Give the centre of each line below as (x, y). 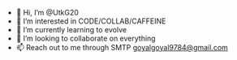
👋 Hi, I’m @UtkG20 (47, 13)
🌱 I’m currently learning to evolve (71, 30)
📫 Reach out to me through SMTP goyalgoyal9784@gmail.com (122, 47)
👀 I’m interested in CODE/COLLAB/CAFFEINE (91, 21)
